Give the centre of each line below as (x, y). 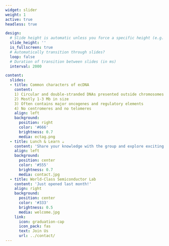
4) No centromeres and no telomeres (53, 109)
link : (20, 217)
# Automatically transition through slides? (57, 52)
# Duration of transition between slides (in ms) (63, 61)
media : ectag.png (37, 137)
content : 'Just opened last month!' (53, 184)
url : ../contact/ (37, 236)
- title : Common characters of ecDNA (50, 85)
